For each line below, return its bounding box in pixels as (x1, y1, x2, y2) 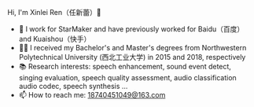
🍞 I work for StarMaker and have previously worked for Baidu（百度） (18, 24, 245, 34)
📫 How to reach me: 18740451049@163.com (18, 90, 166, 99)
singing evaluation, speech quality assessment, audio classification (18, 73, 237, 82)
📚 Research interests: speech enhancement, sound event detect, (18, 62, 231, 71)
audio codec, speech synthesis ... (18, 82, 128, 90)
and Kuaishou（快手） (18, 35, 91, 43)
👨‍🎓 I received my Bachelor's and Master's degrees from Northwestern (18, 43, 247, 52)
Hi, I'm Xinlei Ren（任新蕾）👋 (7, 8, 101, 17)
